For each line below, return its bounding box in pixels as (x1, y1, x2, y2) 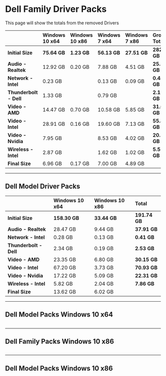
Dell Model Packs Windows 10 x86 (5, 364, 113, 373)
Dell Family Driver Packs (5, 3, 107, 15)
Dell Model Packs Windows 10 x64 (5, 311, 113, 319)
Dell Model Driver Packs (5, 182, 81, 191)
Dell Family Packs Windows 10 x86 (5, 337, 115, 345)
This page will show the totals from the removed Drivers (5, 20, 120, 26)
